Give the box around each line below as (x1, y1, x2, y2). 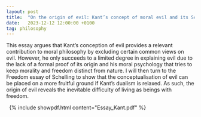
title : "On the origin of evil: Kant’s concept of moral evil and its (6, 14, 188, 20)
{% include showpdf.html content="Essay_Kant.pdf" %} (8, 104, 147, 111)
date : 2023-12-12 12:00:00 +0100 (6, 20, 95, 26)
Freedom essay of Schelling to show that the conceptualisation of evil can (6, 73, 188, 81)
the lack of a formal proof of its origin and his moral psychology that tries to (6, 61, 193, 68)
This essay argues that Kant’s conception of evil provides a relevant (6, 42, 173, 49)
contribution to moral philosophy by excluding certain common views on (6, 48, 184, 56)
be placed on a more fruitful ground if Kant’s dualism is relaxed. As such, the (6, 80, 194, 87)
